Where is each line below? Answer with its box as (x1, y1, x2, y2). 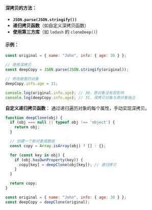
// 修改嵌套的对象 (5, 77, 39, 82)
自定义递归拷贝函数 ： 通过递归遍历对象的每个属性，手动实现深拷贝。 (5, 105, 149, 111)
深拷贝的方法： (5, 5, 37, 11)
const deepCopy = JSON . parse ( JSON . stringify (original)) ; (5, 67, 129, 73)
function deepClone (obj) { (5, 115, 63, 120)
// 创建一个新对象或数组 (10, 138, 55, 144)
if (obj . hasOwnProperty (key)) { (14, 157, 83, 162)
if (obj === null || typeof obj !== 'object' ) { (10, 120, 115, 125)
